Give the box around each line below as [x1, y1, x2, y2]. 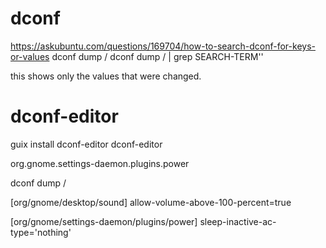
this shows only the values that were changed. [10, 70, 202, 82]
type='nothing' [10, 226, 72, 238]
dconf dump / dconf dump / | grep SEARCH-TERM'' [51, 50, 264, 62]
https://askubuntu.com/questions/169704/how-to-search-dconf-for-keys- [10, 40, 316, 52]
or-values [10, 50, 50, 62]
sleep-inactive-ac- [199, 215, 277, 227]
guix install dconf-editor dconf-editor [10, 138, 163, 150]
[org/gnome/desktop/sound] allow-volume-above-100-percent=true [10, 196, 292, 208]
